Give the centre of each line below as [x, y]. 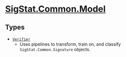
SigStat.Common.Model [56, 9]
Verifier [21, 39]
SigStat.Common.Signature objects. [55, 49]
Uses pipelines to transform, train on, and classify [70, 44]
